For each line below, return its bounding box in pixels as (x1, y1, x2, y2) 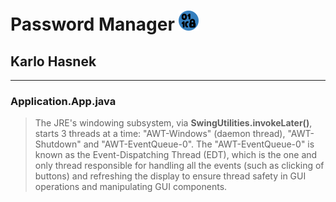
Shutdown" (34, 138, 82, 150)
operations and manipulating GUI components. (34, 181, 228, 193)
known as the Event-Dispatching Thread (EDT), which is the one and (34, 149, 318, 161)
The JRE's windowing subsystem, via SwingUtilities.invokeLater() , (34, 117, 313, 129)
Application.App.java (10, 94, 117, 108)
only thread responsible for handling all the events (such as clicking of (34, 160, 325, 172)
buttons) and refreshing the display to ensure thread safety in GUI (34, 170, 307, 182)
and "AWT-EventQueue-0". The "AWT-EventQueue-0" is (83, 138, 315, 150)
